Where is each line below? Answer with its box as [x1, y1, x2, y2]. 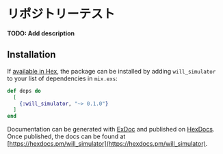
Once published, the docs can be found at [7, 132, 126, 140]
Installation [7, 49, 56, 61]
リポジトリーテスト [7, 6, 116, 22]
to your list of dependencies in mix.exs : [7, 74, 118, 82]
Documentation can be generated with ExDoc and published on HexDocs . [7, 125, 215, 134]
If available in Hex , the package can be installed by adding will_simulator [7, 67, 216, 75]
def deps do [7, 87, 41, 94]
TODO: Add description [7, 29, 75, 37]
